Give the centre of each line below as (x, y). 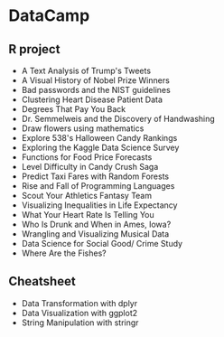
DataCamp (49, 16)
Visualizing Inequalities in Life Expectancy (99, 205)
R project (34, 49)
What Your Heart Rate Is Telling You (88, 215)
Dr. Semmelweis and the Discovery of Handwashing (118, 119)
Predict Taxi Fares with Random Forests (95, 176)
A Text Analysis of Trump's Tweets (86, 70)
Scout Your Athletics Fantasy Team (87, 196)
